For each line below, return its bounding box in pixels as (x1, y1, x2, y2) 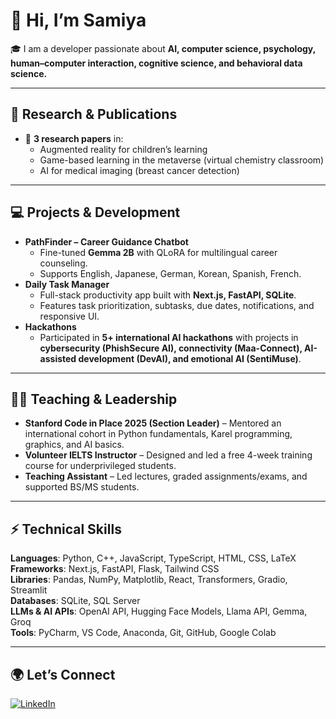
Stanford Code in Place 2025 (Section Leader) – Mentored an (24, 417, 282, 429)
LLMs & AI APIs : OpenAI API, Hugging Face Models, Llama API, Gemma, (10, 605, 308, 618)
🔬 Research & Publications (10, 106, 178, 123)
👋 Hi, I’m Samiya (10, 9, 147, 32)
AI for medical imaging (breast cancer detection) (39, 164, 240, 176)
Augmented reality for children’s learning (39, 143, 208, 155)
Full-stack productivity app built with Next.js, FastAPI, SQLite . (39, 289, 297, 301)
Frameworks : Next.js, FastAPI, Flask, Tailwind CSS (10, 563, 220, 575)
